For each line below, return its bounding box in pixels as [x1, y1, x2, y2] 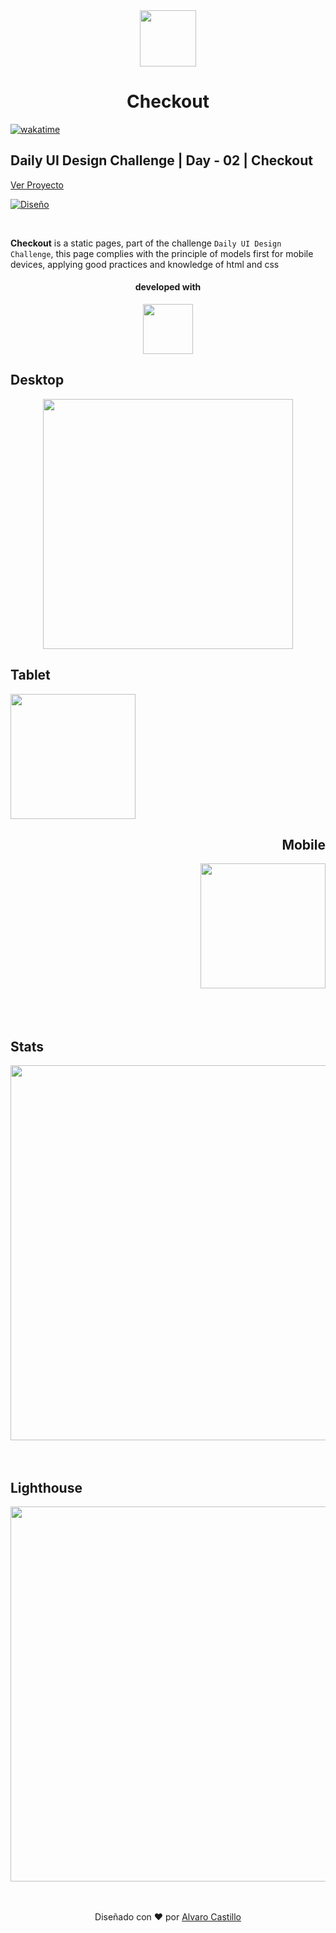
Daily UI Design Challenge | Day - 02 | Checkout [10, 152, 313, 169]
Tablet [10, 667, 51, 684]
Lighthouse [10, 1479, 83, 1496]
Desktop [10, 372, 65, 389]
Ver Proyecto [10, 179, 65, 191]
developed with [134, 281, 202, 293]
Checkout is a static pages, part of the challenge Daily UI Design [10, 237, 282, 249]
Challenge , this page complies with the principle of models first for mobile [10, 247, 314, 259]
